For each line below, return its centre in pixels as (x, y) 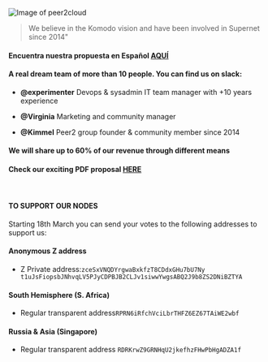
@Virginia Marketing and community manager (98, 116)
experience (39, 101)
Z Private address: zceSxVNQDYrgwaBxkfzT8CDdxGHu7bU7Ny (112, 269)
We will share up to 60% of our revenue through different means (119, 151)
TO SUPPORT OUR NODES (53, 206)
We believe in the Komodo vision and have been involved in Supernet (144, 28)
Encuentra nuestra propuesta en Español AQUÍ (89, 55)
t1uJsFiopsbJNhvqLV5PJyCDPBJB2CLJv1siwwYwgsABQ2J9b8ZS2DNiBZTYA (131, 277)
